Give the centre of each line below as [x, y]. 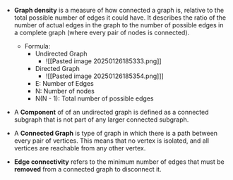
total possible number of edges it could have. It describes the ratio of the [120, 18]
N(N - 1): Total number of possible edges [94, 98]
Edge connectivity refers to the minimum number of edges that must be [119, 162]
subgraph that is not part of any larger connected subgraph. [101, 120]
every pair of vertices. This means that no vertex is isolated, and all [112, 141]
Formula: [37, 46]
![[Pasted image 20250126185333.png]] [103, 61]
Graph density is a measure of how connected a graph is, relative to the [119, 10]
